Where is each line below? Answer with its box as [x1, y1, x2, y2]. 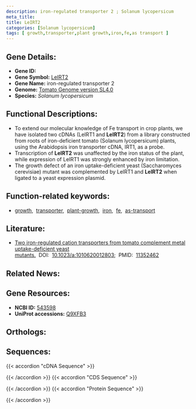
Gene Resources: [6, 289, 70, 299]
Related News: [6, 268, 60, 278]
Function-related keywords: [6, 191, 110, 202]
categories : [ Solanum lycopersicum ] [6, 25, 95, 31]
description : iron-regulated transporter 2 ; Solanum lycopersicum [6, 8, 174, 15]
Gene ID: [14, 67, 36, 74]
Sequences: [6, 347, 51, 357]
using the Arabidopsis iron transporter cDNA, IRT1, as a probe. [14, 143, 165, 150]
